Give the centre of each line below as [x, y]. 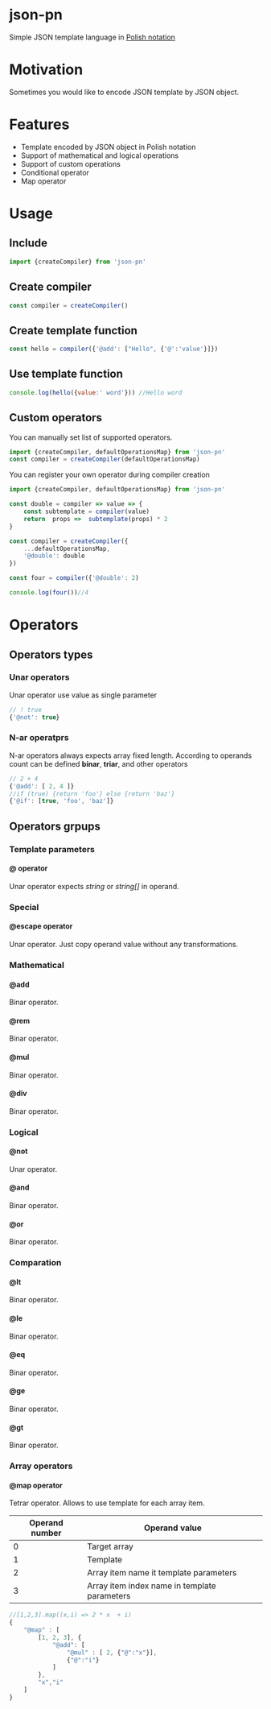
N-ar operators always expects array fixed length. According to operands [131, 755]
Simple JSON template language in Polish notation [92, 37]
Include [28, 243]
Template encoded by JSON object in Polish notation [108, 147]
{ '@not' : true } [35, 717]
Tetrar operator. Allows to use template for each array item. [107, 1503]
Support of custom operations [71, 163]
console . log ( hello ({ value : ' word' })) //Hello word [96, 392]
